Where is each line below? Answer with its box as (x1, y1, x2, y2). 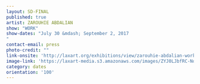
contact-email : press (6, 42, 60, 48)
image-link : (6, 58, 36, 64)
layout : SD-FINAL (6, 8, 49, 15)
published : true (6, 14, 46, 20)
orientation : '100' (6, 69, 55, 75)
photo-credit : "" (6, 47, 49, 53)
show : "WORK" (6, 25, 39, 31)
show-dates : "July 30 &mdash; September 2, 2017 (6, 31, 129, 37)
